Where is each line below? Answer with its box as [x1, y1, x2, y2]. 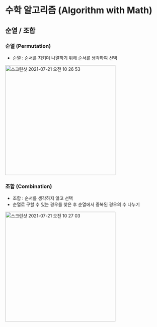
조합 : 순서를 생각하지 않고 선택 [12, 195, 73, 201]
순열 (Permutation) [5, 42, 51, 49]
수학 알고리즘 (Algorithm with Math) [5, 5, 152, 16]
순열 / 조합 [5, 26, 36, 35]
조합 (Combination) [5, 183, 52, 190]
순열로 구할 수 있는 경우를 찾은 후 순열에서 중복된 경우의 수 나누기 [12, 201, 140, 207]
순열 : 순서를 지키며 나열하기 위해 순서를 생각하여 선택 [12, 55, 117, 61]
